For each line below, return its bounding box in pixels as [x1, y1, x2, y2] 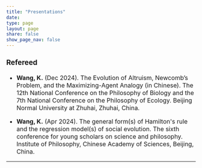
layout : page [6, 25, 39, 32]
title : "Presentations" [6, 8, 66, 15]
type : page [6, 20, 34, 26]
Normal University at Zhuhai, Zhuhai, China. [16, 104, 140, 112]
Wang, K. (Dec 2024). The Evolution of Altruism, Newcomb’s [16, 73, 188, 82]
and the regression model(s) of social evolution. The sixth [16, 125, 179, 133]
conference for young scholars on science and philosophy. [16, 132, 183, 140]
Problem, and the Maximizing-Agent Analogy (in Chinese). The [16, 81, 194, 89]
